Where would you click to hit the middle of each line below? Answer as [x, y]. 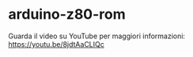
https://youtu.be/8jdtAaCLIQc [56, 44]
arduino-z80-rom [67, 14]
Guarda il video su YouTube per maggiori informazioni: [97, 36]
